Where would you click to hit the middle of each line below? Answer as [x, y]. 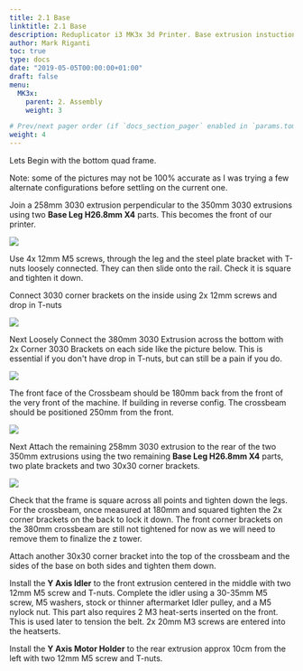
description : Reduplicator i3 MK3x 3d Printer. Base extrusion [131, 34]
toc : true [28, 51]
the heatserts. [35, 631]
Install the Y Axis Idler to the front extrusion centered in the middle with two [150, 583]
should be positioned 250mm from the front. [92, 412]
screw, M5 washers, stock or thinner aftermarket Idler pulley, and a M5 [141, 602]
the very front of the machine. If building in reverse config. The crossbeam [148, 402]
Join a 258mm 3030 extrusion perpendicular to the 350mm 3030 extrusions [151, 205]
